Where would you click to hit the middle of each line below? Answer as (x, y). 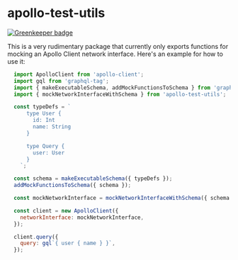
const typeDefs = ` (42, 107)
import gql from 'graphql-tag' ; (62, 81)
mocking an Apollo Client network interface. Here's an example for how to (115, 54)
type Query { (45, 146)
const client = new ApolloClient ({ (66, 210)
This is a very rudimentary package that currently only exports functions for (118, 46)
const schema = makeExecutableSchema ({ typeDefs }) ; (93, 179)
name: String (52, 127)
